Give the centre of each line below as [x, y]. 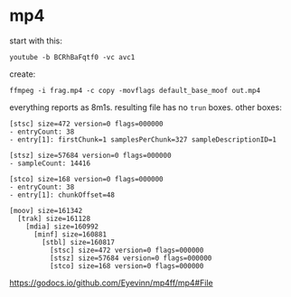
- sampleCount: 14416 [50, 163]
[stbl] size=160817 [79, 242]
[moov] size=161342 [46, 210]
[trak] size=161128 [54, 218]
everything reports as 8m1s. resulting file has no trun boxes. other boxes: [145, 107]
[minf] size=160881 [70, 234]
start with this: [36, 41]
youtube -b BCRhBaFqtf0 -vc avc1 [72, 57]
